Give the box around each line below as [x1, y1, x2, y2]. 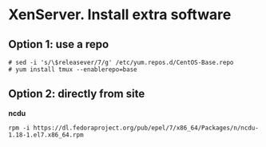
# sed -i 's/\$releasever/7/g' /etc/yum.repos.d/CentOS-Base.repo [8, 58, 234, 66]
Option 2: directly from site [8, 87, 145, 101]
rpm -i [8, 124, 30, 132]
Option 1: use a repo [8, 38, 109, 51]
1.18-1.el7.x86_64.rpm [8, 130, 84, 139]
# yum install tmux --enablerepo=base [8, 66, 137, 73]
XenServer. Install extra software [8, 6, 232, 24]
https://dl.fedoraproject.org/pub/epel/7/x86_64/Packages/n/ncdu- [33, 124, 260, 132]
